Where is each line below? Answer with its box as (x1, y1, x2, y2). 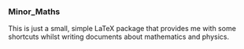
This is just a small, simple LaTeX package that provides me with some (8, 24, 236, 33)
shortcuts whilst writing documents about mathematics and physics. (8, 32, 230, 41)
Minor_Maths (8, 6, 61, 17)
